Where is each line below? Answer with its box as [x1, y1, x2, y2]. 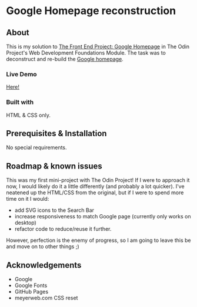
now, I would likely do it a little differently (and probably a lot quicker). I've [6, 183, 185, 190]
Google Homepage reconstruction [6, 4, 176, 18]
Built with [6, 98, 34, 106]
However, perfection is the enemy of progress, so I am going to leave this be [6, 237, 191, 244]
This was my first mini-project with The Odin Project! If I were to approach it [6, 177, 190, 184]
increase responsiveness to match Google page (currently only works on [14, 213, 191, 220]
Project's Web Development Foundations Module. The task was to [6, 49, 166, 56]
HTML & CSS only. [6, 112, 51, 119]
